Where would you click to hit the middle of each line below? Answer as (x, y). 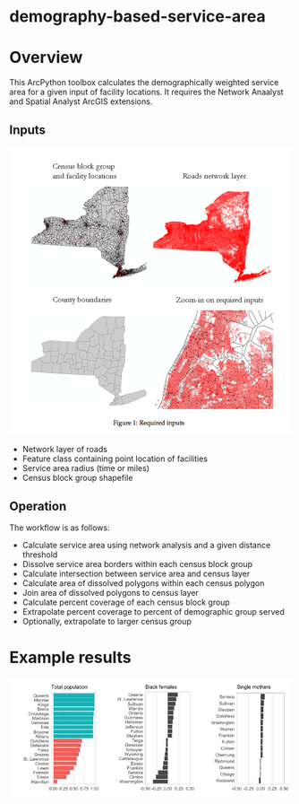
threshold (40, 555)
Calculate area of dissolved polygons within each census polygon (143, 583)
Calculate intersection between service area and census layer (136, 574)
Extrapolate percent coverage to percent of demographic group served (153, 612)
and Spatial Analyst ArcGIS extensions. (81, 101)
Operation (38, 506)
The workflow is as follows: (60, 528)
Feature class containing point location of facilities (115, 459)
